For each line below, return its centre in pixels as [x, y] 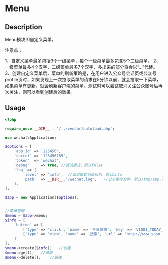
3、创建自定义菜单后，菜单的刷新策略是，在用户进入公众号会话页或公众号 [81, 73]
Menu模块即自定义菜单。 [31, 40]
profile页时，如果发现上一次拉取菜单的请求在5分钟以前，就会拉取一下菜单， [83, 80]
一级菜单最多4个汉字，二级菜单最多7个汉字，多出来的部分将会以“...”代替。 [81, 67]
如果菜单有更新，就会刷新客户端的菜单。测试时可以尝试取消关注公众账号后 [82, 86]
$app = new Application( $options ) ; [42, 198]
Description [24, 27]
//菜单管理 [15, 211]
